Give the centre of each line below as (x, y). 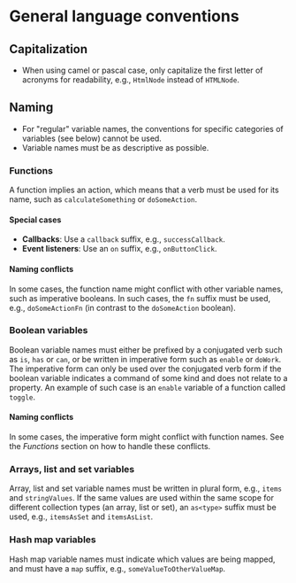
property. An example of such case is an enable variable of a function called (147, 387)
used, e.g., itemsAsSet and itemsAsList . (81, 517)
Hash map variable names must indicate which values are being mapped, (142, 559)
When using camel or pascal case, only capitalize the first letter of (142, 70)
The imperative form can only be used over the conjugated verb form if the (145, 369)
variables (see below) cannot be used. (91, 138)
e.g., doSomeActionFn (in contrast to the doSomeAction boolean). (122, 307)
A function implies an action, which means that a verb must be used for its (144, 190)
